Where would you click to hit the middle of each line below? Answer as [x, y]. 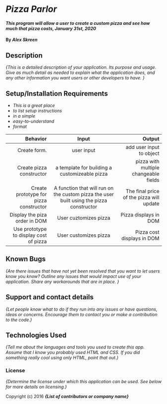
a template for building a [83, 168]
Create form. [32, 150]
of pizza [37, 241]
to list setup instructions [37, 111]
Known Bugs [26, 259]
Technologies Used [36, 335]
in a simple [24, 116]
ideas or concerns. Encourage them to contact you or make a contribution [82, 314]
